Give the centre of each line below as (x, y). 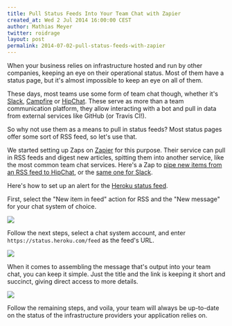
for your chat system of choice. (52, 206)
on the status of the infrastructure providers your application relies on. (107, 315)
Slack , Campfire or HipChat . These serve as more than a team (96, 101)
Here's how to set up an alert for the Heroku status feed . (88, 186)
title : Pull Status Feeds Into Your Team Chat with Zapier (94, 14)
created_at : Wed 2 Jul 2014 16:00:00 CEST (69, 20)
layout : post (26, 40)
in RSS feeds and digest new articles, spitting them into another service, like (116, 157)
